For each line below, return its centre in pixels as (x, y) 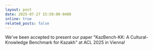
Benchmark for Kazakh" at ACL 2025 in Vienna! (77, 43)
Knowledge (17, 43)
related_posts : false (27, 23)
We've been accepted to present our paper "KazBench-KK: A (67, 37)
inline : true (18, 19)
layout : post (18, 10)
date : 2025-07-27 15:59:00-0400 (38, 14)
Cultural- (139, 37)
